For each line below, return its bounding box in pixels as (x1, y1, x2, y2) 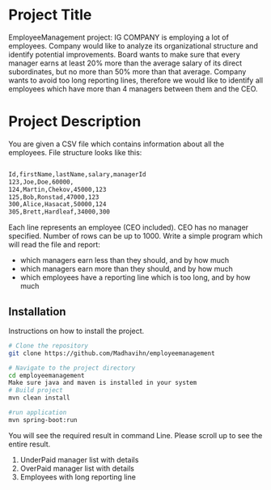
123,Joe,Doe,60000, (8, 178, 74, 186)
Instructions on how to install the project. (8, 326, 145, 336)
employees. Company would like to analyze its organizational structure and (8, 40, 259, 50)
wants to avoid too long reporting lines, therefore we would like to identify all (8, 75, 264, 85)
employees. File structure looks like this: (8, 147, 142, 157)
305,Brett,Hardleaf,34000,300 (8, 208, 111, 216)
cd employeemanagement (8, 371, 85, 379)
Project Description (8, 112, 142, 131)
